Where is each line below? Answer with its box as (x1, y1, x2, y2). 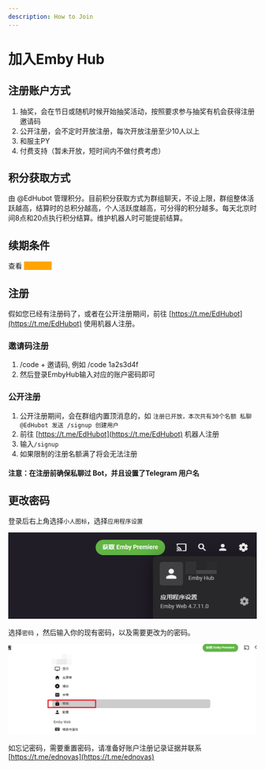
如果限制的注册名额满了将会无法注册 (19, 448, 138, 458)
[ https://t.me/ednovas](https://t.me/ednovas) (8, 752, 155, 761)
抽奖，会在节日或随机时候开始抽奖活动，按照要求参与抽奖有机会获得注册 (19, 107, 255, 116)
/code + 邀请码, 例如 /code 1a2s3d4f (19, 360, 140, 369)
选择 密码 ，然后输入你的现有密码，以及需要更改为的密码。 (8, 628, 195, 637)
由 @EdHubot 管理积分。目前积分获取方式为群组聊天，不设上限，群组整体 (8, 193, 248, 203)
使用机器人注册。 (83, 319, 140, 328)
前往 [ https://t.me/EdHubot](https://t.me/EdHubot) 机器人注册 (19, 429, 219, 438)
